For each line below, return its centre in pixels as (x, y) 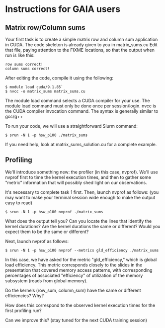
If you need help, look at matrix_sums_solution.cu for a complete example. (81, 144)
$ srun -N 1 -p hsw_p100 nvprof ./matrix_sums (54, 212)
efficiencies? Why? (25, 295)
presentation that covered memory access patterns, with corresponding (79, 270)
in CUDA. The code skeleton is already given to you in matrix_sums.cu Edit (81, 45)
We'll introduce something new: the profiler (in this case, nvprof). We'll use (82, 172)
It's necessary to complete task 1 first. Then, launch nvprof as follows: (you (82, 192)
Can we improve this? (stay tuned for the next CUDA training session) (76, 320)
